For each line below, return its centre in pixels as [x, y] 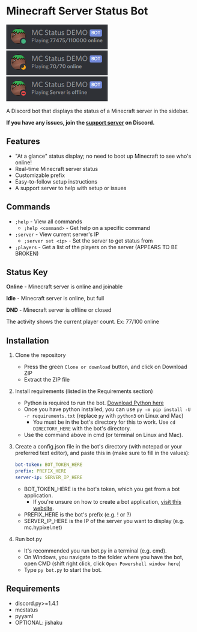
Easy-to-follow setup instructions [56, 181]
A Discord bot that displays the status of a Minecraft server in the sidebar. [98, 111]
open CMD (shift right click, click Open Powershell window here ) [102, 563]
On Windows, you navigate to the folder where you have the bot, [104, 557]
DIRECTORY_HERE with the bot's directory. [82, 429]
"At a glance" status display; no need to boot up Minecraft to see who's [103, 156]
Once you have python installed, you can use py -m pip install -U [107, 409]
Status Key [27, 272]
